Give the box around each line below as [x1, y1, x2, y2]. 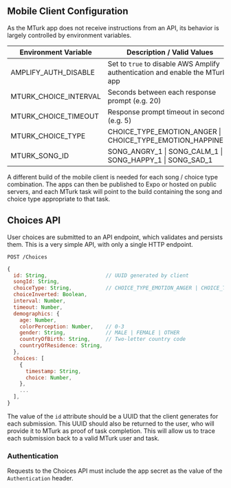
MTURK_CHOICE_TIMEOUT [10, 111, 100, 121]
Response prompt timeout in [107, 107, 199, 116]
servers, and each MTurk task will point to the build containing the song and [7, 187, 222, 195]
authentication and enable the [107, 67, 204, 77]
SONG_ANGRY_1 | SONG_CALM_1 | [107, 146, 223, 156]
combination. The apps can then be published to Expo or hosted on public [7, 180, 217, 188]
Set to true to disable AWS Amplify [107, 58, 220, 68]
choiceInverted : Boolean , [13, 291, 88, 298]
